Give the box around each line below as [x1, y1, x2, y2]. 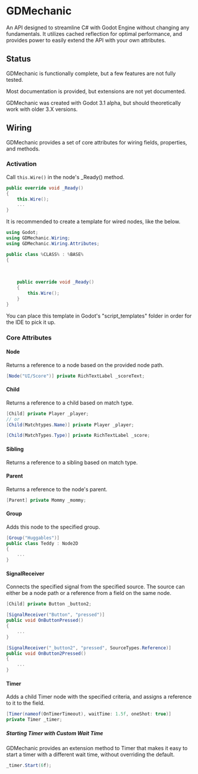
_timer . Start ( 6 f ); [6, 762, 52, 768]
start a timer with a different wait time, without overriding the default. [6, 751, 175, 758]
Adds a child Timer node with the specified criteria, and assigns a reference [6, 693, 192, 701]
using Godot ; [6, 230, 39, 236]
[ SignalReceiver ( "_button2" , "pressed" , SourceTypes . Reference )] [6, 645, 171, 651]
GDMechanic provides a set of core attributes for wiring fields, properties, [6, 138, 187, 146]
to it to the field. [6, 699, 45, 707]
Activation [6, 160, 37, 168]
